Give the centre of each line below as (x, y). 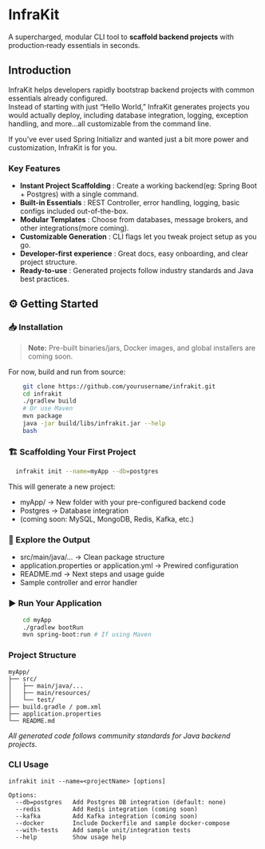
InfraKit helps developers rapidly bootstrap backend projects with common (131, 89)
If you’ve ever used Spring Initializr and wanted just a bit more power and (129, 139)
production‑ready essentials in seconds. (74, 45)
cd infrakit (42, 394)
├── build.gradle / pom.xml (55, 707)
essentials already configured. (58, 98)
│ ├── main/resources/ (49, 692)
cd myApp (37, 620)
